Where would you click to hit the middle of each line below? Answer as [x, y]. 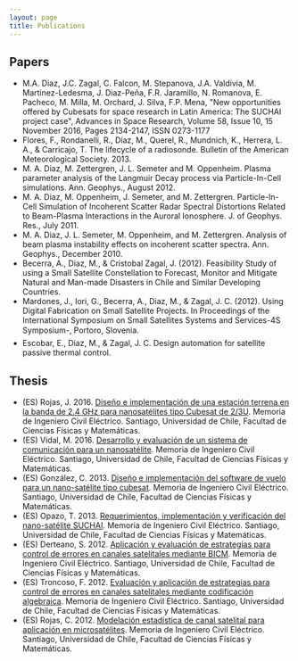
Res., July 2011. [50, 226]
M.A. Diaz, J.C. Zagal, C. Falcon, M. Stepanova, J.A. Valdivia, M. [139, 83]
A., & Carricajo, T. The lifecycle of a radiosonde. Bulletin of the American [155, 150]
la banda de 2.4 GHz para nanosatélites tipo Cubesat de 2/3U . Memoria [153, 412]
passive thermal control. [66, 352]
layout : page [33, 17]
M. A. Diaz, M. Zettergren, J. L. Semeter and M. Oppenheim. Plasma [147, 169]
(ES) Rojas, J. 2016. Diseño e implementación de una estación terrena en [156, 402]
